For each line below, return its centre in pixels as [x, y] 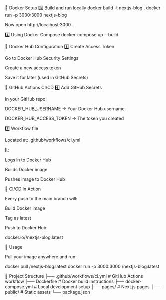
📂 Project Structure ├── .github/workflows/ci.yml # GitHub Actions [74, 276]
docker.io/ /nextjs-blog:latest [34, 237]
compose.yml [19, 287]
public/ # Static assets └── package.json [48, 292]
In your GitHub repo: [26, 99]
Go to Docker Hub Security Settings [42, 58]
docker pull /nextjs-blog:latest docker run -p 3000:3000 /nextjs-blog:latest [82, 266]
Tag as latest [18, 218]
